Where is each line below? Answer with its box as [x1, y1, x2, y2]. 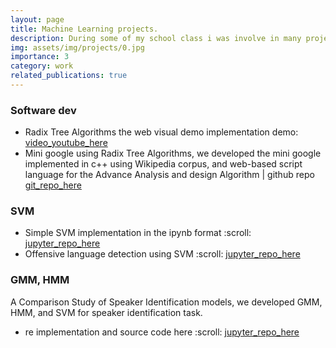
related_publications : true [10, 71, 128, 81]
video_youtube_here [24, 137, 108, 149]
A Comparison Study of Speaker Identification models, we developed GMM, [10, 296, 323, 308]
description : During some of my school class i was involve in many [10, 33, 302, 43]
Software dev [10, 103, 77, 117]
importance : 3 [10, 52, 70, 62]
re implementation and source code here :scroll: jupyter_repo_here [24, 326, 300, 338]
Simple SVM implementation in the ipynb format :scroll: [24, 227, 252, 239]
